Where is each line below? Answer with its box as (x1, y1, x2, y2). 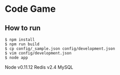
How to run (5, 24, 41, 32)
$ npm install (5, 37, 35, 42)
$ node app (5, 55, 28, 60)
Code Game (5, 3, 56, 15)
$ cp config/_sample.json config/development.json (5, 46, 115, 51)
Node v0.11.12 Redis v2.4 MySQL (5, 64, 74, 70)
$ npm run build (5, 42, 39, 47)
